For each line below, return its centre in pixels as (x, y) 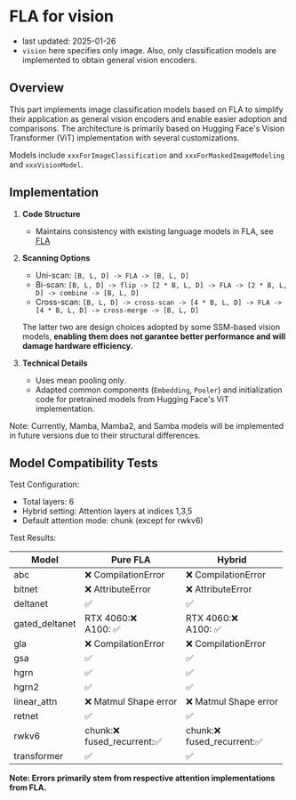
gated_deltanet (45, 624)
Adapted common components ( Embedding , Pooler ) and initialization (159, 390)
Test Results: (33, 538)
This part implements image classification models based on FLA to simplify (146, 109)
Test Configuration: (44, 485)
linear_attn (36, 702)
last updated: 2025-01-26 (69, 41)
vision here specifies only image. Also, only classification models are (149, 50)
